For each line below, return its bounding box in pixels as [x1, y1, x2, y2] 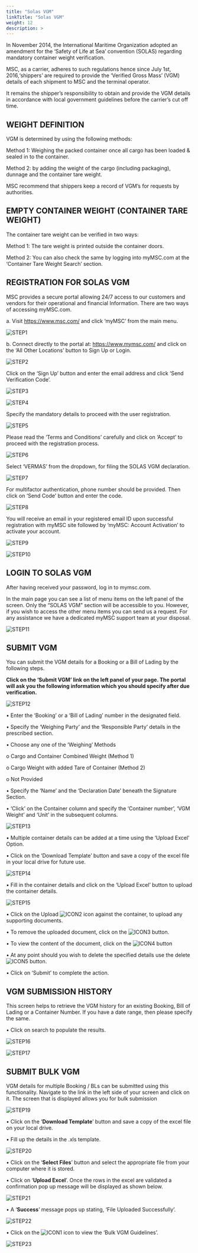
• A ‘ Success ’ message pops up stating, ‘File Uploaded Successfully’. [6, 1206, 176, 1213]
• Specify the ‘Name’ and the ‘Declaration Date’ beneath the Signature [6, 787, 177, 794]
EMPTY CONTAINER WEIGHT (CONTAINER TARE [6, 206, 188, 216]
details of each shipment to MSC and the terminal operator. [6, 78, 150, 85]
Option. [6, 840, 24, 848]
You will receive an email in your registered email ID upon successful [6, 515, 173, 522]
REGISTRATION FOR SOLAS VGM [6, 277, 130, 288]
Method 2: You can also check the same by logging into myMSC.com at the [6, 253, 190, 261]
